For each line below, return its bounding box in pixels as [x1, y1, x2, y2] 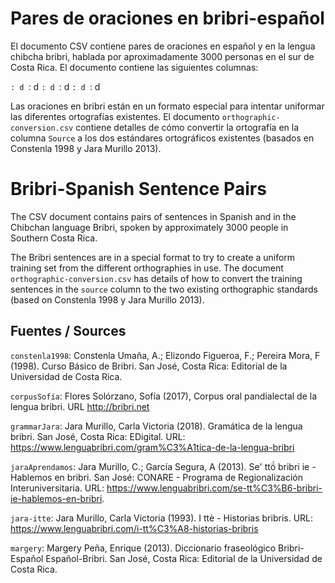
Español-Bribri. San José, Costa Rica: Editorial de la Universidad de [45, 552, 323, 564]
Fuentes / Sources [10, 323, 127, 340]
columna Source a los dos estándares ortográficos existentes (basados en [10, 132, 315, 144]
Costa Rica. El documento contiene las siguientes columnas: [10, 61, 259, 73]
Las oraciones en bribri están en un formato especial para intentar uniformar [10, 100, 325, 112]
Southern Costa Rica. [10, 232, 98, 244]
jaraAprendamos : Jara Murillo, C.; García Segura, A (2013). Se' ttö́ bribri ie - [10, 460, 317, 472]
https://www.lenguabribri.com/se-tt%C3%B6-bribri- [106, 482, 323, 494]
